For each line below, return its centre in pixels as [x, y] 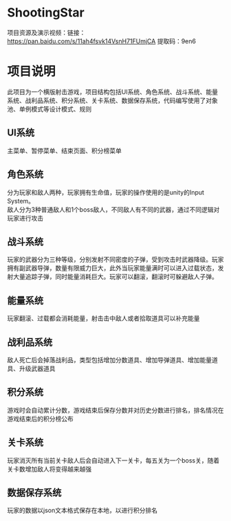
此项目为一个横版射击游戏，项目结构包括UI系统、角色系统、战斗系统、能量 [113, 91]
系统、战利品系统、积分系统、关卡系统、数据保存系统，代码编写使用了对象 [112, 100]
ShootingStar [46, 13]
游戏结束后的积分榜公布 [40, 419]
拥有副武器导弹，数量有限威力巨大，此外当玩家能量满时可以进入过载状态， [112, 268]
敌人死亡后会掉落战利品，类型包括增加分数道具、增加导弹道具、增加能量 [109, 359]
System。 [21, 201]
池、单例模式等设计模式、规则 [49, 109]
